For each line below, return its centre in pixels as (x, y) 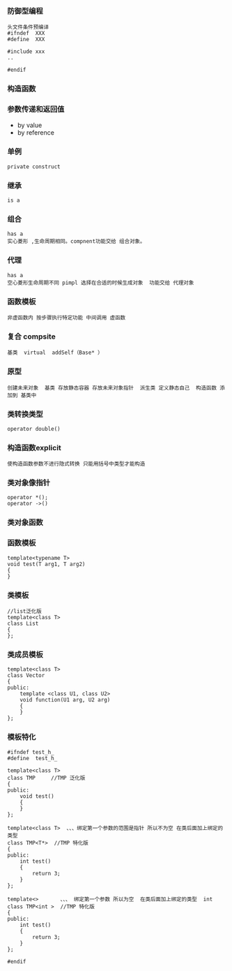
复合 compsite (31, 336)
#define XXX (26, 40)
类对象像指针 (29, 483)
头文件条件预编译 (28, 27)
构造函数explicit (34, 447)
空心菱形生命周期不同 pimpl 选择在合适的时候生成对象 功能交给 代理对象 (101, 283)
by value (30, 125)
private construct (34, 166)
